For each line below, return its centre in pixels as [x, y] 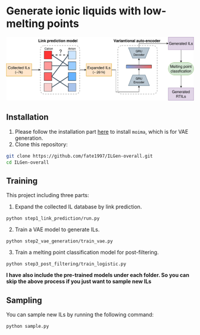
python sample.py [28, 327]
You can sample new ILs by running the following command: [80, 315]
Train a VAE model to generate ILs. [57, 230]
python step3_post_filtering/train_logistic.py [66, 264]
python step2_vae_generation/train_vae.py [60, 241]
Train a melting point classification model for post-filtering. [87, 253]
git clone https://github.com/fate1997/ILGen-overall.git [79, 156]
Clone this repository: [41, 144]
